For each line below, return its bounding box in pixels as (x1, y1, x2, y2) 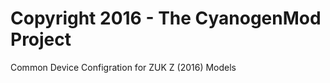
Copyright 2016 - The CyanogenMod (10, 7, 322, 30)
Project (10, 28, 72, 51)
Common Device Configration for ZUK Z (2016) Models (10, 61, 237, 73)
